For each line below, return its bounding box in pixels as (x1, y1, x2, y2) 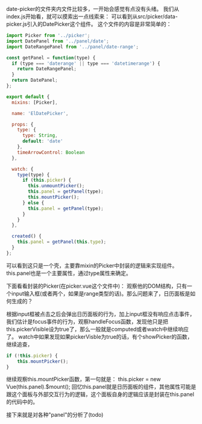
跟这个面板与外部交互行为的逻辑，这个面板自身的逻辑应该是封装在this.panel (6, 391, 195, 398)
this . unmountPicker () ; (28, 183, 85, 189)
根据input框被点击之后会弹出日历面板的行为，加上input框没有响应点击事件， (6, 310, 195, 317)
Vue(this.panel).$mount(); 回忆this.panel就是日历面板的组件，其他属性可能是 (6, 383, 197, 391)
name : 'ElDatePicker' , (11, 110, 69, 116)
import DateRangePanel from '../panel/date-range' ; (6, 44, 139, 50)
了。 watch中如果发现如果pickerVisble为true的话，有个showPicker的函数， (6, 333, 193, 340)
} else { (22, 199, 45, 206)
